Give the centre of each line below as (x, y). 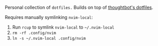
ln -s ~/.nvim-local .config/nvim (49, 38)
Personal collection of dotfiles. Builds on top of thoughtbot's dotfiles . (79, 7)
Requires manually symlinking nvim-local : (49, 17)
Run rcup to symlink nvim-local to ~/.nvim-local (63, 27)
